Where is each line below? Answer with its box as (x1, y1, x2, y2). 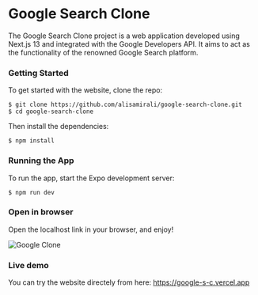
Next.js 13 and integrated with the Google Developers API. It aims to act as (8, 39, 251, 48)
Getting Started (8, 67, 69, 78)
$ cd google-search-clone (8, 108, 93, 115)
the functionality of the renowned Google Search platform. (8, 47, 199, 57)
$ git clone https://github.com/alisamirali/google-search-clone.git (8, 100, 243, 109)
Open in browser (8, 206, 74, 217)
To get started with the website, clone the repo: (8, 85, 163, 95)
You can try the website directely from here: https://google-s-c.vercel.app (8, 278, 250, 287)
